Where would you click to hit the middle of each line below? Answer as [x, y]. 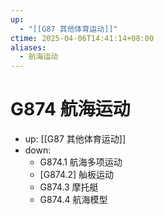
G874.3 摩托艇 [69, 187]
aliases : [28, 47]
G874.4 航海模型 [73, 200]
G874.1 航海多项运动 [81, 162]
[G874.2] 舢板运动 [77, 175]
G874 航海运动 [70, 109]
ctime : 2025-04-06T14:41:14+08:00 [82, 38]
